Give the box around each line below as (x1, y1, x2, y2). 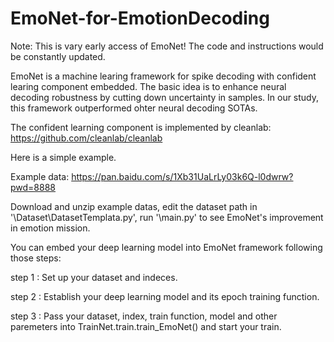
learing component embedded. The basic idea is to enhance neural (10, 80, 287, 92)
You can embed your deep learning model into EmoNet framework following (10, 241, 323, 253)
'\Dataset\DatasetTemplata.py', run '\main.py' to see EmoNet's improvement (10, 211, 324, 223)
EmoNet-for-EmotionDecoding (10, 7, 270, 30)
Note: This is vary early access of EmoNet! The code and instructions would (10, 40, 324, 52)
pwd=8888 (10, 181, 57, 193)
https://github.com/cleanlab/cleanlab (10, 132, 163, 144)
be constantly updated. (10, 50, 106, 62)
